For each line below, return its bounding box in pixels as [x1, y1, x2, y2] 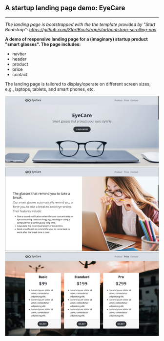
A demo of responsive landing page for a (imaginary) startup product [5, 36, 148, 42]
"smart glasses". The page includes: [5, 41, 81, 47]
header [12, 56, 27, 62]
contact [12, 71, 28, 77]
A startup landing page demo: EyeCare [5, 4, 125, 12]
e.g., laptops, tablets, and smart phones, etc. [5, 86, 95, 92]
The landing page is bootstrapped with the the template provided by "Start [5, 21, 156, 27]
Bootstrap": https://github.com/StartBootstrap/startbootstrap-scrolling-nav [5, 26, 157, 32]
